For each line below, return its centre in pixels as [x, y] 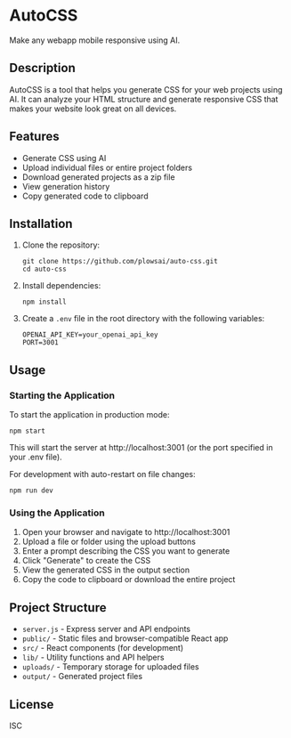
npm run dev [31, 491]
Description [42, 68]
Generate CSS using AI [64, 158]
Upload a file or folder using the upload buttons [109, 542]
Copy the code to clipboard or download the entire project [129, 580]
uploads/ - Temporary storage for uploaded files [110, 667]
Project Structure [58, 608]
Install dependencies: [61, 286]
